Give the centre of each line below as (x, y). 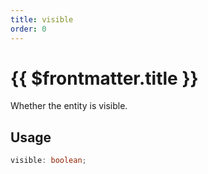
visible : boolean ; (48, 161)
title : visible (42, 19)
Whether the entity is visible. (69, 106)
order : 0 (28, 29)
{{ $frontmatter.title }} (104, 78)
